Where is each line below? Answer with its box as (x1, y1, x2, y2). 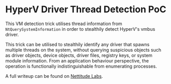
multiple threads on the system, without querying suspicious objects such (5, 47, 162, 53)
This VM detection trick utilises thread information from (5, 20, 122, 27)
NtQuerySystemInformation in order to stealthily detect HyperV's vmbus (5, 26, 156, 32)
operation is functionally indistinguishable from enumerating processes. (5, 63, 157, 69)
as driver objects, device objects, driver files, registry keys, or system (5, 52, 153, 58)
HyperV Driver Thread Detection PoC (5, 4, 166, 15)
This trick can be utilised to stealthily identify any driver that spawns (5, 41, 150, 47)
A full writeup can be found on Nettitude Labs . (5, 73, 103, 79)
